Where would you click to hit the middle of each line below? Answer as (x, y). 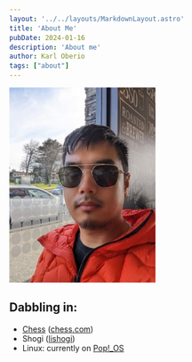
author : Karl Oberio (48, 57)
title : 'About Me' (43, 28)
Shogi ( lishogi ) (48, 338)
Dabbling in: (44, 308)
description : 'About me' (55, 47)
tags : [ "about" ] (39, 66)
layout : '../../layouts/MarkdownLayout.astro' (97, 19)
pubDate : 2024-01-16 (48, 37)
